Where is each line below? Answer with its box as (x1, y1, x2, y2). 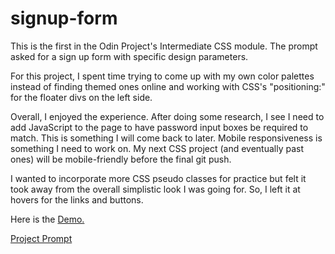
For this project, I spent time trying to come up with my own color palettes (10, 70, 315, 82)
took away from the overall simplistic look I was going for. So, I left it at (10, 183, 301, 195)
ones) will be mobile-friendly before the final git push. (10, 153, 232, 165)
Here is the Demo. (10, 213, 85, 225)
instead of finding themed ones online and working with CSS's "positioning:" (10, 80, 326, 92)
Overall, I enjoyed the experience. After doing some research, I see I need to (10, 110, 325, 122)
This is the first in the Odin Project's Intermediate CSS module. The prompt (10, 40, 318, 52)
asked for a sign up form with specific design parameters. (10, 50, 249, 62)
